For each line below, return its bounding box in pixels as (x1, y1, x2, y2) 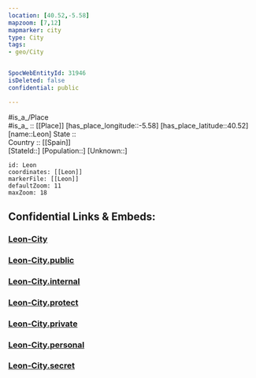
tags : (8, 41, 26, 49)
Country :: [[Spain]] (8, 137, 71, 146)
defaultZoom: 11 (8, 182, 61, 190)
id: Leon (8, 161, 37, 169)
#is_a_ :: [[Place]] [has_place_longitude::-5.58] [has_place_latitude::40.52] (8, 120, 249, 130)
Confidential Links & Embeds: (8, 210, 156, 224)
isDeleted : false (8, 76, 65, 84)
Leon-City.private (8, 318, 78, 329)
